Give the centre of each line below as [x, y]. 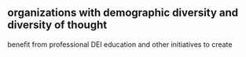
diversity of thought [57, 25]
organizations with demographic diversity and [123, 13]
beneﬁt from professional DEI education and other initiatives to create [120, 44]
